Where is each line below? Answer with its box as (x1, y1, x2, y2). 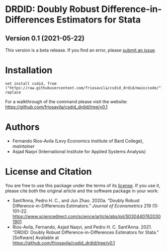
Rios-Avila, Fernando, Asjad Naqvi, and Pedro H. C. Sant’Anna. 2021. (12, 224, 153, 230)
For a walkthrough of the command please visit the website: (5, 98, 128, 104)
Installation (5, 65, 53, 76)
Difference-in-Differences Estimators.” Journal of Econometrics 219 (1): (12, 203, 159, 209)
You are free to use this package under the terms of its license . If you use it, (5, 182, 161, 188)
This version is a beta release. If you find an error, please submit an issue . (5, 47, 157, 53)
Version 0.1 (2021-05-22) (5, 34, 84, 42)
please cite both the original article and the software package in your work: (5, 188, 159, 194)
